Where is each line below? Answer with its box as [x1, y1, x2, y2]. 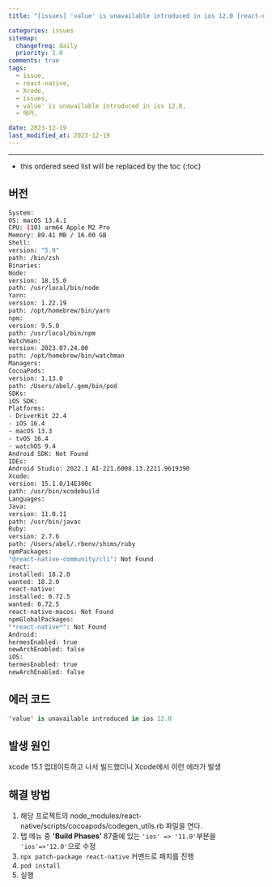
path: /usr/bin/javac [8, 518, 82, 526]
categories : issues [8, 26, 74, 35]
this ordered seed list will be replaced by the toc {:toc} [19, 161, 202, 171]
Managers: [8, 360, 42, 368]
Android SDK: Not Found [8, 450, 89, 458]
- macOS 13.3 [8, 427, 53, 436]
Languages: [8, 495, 45, 503]
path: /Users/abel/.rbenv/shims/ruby [8, 540, 136, 548]
